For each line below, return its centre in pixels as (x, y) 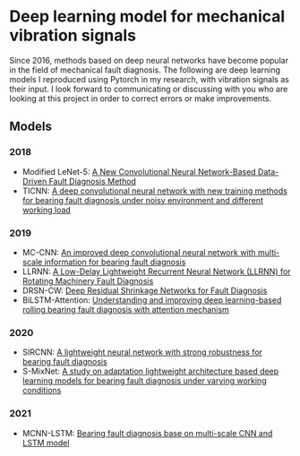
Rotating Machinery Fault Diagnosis (88, 280)
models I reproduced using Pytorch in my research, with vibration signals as (149, 79)
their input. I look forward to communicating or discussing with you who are (149, 89)
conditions (42, 391)
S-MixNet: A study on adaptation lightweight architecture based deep (150, 371)
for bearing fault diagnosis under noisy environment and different (143, 200)
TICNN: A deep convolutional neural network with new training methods (155, 191)
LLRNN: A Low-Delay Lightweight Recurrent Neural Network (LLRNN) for (156, 271)
